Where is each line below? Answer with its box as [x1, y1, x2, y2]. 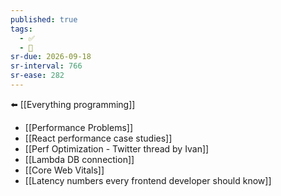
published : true [10, 14, 78, 25]
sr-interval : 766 [10, 61, 83, 71]
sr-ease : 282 [10, 71, 65, 81]
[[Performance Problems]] [24, 121, 134, 133]
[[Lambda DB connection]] [24, 153, 135, 165]
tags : [10, 24, 33, 34]
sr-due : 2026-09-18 [10, 52, 92, 62]
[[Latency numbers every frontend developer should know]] [24, 174, 272, 186]
